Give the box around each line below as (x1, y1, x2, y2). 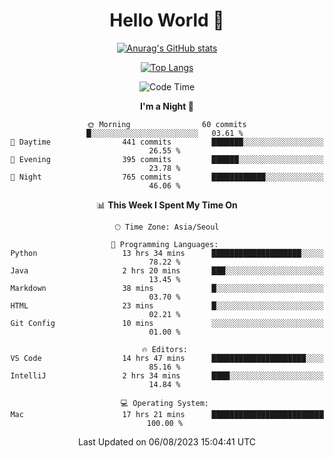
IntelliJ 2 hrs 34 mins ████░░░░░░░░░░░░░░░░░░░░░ (10, 370, 324, 381)
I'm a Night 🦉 (140, 100, 194, 112)
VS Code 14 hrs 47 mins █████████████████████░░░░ (10, 353, 324, 363)
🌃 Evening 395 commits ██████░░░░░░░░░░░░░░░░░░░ (10, 154, 324, 164)
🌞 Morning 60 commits (87, 119, 247, 129)
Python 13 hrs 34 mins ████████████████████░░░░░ (10, 248, 324, 258)
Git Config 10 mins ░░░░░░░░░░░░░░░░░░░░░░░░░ (10, 318, 324, 328)
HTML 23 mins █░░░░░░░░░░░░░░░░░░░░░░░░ (10, 300, 324, 311)
